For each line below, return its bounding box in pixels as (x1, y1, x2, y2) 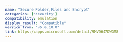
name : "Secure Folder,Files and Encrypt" (5, 7, 90, 12)
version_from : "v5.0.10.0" (5, 25, 60, 30)
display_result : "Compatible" (5, 20, 67, 26)
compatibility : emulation (5, 16, 57, 21)
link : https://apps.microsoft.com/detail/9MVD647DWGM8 (5, 29, 119, 34)
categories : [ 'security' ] (5, 12, 57, 16)
